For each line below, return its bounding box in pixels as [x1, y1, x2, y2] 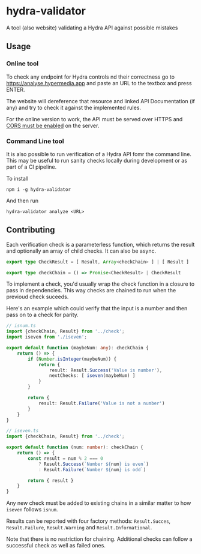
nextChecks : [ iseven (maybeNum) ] [49, 373, 136, 379]
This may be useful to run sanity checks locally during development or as [6, 157, 188, 164]
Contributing [6, 225, 55, 235]
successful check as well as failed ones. [6, 542, 106, 549]
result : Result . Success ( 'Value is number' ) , [49, 367, 163, 373]
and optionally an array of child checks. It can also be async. [6, 247, 157, 254]
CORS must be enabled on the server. [6, 122, 100, 129]
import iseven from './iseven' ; [6, 334, 87, 340]
